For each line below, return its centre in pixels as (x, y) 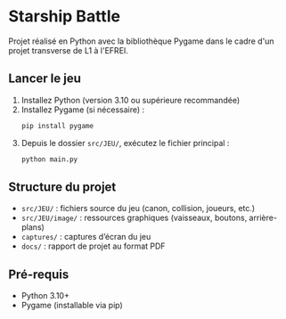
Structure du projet (62, 187)
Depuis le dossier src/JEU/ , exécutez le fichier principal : (125, 143)
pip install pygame (57, 126)
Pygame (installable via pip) (72, 306)
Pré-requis (39, 274)
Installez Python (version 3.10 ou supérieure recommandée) (131, 100)
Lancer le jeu (45, 79)
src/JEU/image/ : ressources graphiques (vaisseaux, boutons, (134, 218)
